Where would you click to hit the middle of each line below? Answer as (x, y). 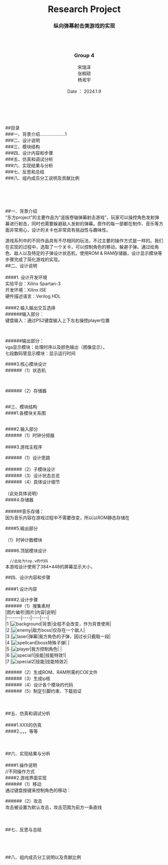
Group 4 (84, 55)
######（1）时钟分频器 (30, 435)
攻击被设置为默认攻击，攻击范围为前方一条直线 (53, 807)
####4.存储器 (20, 500)
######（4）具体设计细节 (33, 482)
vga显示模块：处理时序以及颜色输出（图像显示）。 (56, 347)
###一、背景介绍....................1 (36, 134)
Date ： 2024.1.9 (84, 91)
